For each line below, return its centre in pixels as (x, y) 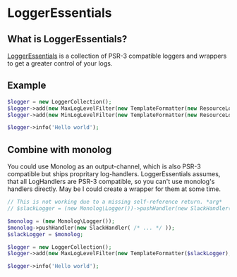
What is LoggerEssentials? (67, 39)
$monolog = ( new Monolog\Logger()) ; (61, 221)
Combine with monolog (60, 149)
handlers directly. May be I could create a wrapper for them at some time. (114, 189)
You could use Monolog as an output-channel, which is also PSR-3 (104, 166)
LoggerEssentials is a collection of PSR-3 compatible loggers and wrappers (117, 56)
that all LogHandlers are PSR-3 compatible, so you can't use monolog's (111, 182)
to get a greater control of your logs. (60, 63)
